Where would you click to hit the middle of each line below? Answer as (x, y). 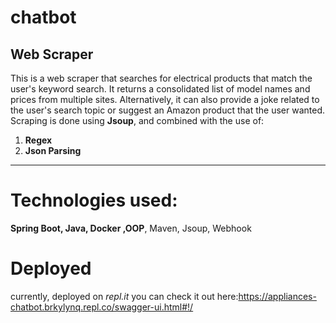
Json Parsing (53, 150)
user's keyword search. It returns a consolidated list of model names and (160, 89)
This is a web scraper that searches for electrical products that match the (161, 78)
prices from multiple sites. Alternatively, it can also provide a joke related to (165, 99)
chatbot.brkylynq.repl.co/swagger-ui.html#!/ (102, 307)
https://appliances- (277, 296)
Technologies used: (94, 200)
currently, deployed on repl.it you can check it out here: (124, 296)
